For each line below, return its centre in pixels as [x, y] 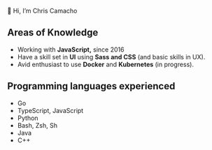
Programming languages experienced [91, 86]
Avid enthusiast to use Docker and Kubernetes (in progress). [106, 64]
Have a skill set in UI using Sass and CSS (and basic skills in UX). [111, 57]
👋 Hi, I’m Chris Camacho [42, 11]
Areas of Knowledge [53, 32]
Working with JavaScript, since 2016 [71, 50]
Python [28, 118]
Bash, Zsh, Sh [37, 125]
